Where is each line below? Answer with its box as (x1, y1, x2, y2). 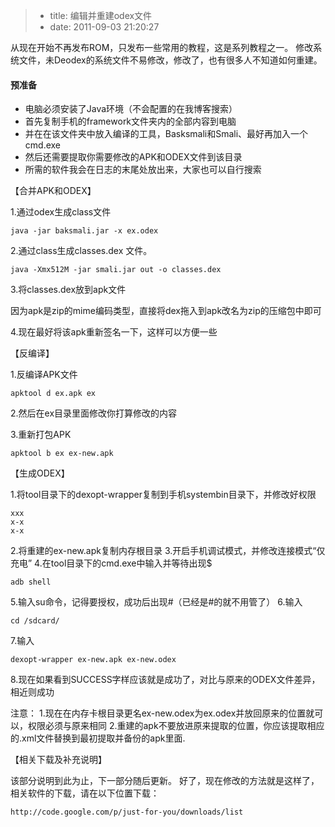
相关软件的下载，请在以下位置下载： (10, 787, 160, 799)
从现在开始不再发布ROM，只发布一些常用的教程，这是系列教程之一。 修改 (10, 42, 314, 53)
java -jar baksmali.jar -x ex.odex (10, 226, 159, 236)
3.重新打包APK (10, 429, 72, 441)
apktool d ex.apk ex (10, 389, 97, 399)
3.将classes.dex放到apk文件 (10, 284, 127, 296)
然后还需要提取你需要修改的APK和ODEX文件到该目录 (24, 151, 243, 163)
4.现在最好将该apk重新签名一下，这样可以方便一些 (10, 326, 218, 338)
